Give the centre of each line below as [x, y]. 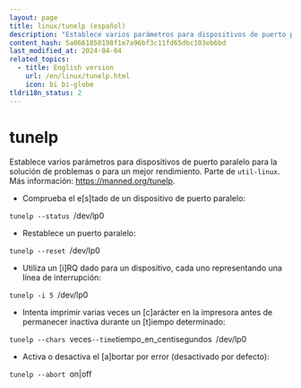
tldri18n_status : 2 [46, 93]
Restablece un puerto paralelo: [79, 234]
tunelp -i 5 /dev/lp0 [49, 295]
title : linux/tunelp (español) [68, 26]
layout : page [34, 18]
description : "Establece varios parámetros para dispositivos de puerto [148, 34]
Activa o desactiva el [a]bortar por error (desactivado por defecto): [146, 357]
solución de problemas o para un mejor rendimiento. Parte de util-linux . [145, 172]
